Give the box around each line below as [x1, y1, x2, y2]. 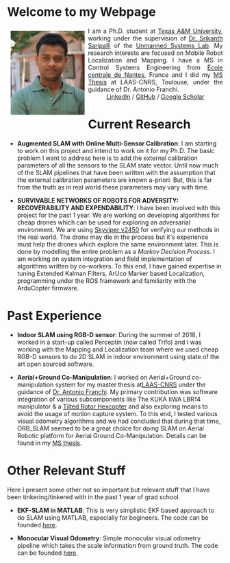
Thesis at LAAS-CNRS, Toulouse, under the [88, 78, 223, 86]
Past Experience [7, 308, 102, 323]
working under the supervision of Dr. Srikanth [88, 34, 223, 42]
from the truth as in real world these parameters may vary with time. [16, 183, 209, 191]
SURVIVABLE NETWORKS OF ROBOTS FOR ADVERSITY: [16, 196, 179, 205]
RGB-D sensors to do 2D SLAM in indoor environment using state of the [16, 352, 220, 360]
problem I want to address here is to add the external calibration [16, 154, 199, 162]
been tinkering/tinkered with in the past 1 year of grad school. [7, 492, 180, 501]
